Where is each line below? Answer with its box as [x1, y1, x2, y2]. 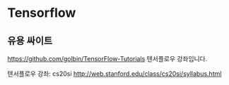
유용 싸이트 [7, 34, 53, 46]
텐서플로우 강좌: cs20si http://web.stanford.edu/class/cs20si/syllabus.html [7, 70, 222, 78]
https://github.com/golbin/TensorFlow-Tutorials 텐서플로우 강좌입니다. [7, 55, 208, 63]
